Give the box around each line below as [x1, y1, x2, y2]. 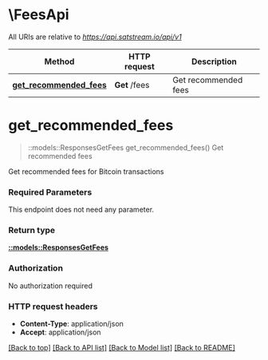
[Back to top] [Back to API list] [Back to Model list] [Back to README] [8, 343, 235, 353]
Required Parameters [8, 186, 93, 197]
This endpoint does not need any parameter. [8, 205, 154, 215]
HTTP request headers [8, 301, 98, 312]
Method [44, 56, 75, 67]
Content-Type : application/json [19, 319, 124, 329]
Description [191, 56, 237, 67]
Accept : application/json [19, 327, 101, 337]
